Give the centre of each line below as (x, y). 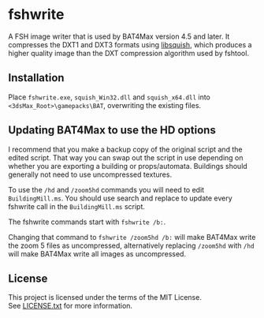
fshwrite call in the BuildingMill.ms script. (77, 206)
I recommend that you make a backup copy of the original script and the (125, 149)
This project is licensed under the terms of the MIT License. (105, 297)
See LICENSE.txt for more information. (70, 306)
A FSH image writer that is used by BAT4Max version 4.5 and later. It (119, 36)
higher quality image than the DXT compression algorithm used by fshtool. (129, 53)
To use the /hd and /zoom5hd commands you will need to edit (106, 189)
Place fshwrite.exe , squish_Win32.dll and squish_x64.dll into (109, 97)
